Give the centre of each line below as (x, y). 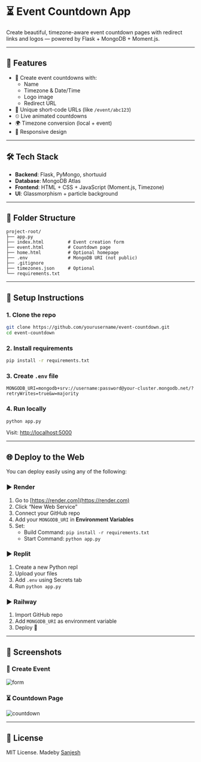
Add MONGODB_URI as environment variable (66, 621)
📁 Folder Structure (41, 217)
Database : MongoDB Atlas (48, 181)
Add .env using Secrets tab (48, 580)
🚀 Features (27, 63)
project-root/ (24, 232)
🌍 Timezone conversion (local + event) (63, 123)
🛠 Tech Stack (32, 157)
